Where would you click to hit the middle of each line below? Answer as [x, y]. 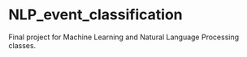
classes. [22, 45]
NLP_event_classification [95, 15]
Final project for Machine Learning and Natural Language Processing [124, 37]
